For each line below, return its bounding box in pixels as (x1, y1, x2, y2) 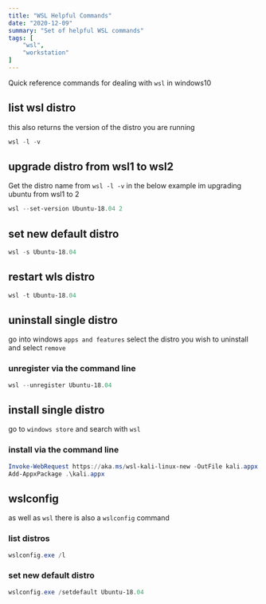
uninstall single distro (8, 314, 118, 327)
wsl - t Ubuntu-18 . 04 (8, 291, 77, 299)
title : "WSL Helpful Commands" (8, 11, 112, 20)
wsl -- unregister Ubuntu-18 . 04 (8, 381, 112, 389)
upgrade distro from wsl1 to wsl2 (8, 160, 174, 173)
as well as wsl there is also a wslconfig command (8, 513, 170, 523)
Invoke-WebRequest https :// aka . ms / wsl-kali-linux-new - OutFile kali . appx (8, 462, 259, 471)
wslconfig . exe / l (8, 551, 66, 559)
